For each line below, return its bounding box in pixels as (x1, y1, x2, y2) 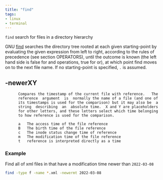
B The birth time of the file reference (18, 126, 106, 131)
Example (5, 150, 26, 157)
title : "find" (5, 7, 34, 12)
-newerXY (5, 79, 38, 87)
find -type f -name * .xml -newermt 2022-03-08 (5, 171, 102, 176)
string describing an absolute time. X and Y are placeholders (18, 105, 159, 110)
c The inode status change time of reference (18, 130, 117, 135)
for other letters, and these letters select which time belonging (18, 109, 159, 114)
